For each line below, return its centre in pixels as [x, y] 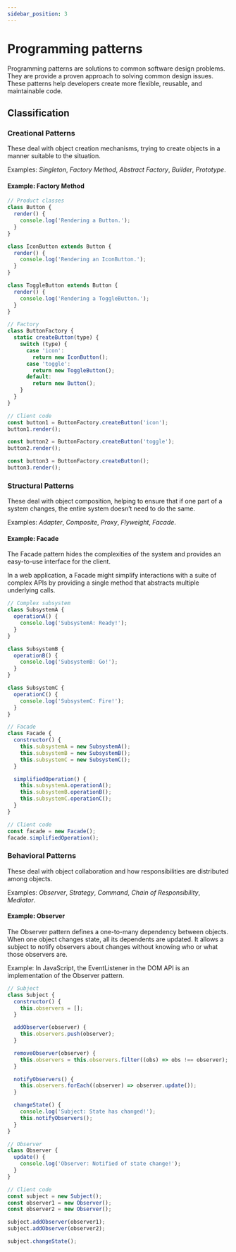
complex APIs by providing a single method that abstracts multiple [103, 583]
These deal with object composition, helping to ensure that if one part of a [115, 501]
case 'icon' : [45, 350]
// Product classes [36, 201]
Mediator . [21, 900]
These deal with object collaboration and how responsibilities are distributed [118, 871]
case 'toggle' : [48, 364]
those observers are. [38, 954]
